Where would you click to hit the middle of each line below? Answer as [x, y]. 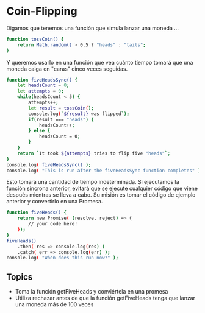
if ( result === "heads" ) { [61, 119]
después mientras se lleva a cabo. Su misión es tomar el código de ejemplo [101, 195]
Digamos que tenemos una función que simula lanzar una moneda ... [92, 28]
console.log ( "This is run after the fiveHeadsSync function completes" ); [105, 171]
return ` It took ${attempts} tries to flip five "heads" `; [94, 153]
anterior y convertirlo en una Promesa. [55, 202]
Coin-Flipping [42, 11]
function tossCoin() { [35, 39]
